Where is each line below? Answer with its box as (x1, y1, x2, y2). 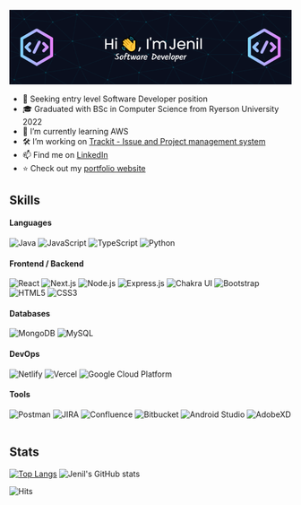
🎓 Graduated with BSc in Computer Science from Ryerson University (21, 104, 279, 115)
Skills (9, 192, 40, 207)
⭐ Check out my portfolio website (21, 163, 146, 174)
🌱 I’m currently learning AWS (21, 126, 129, 137)
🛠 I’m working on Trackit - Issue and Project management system (21, 136, 266, 147)
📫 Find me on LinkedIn (21, 150, 108, 161)
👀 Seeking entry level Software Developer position (21, 93, 208, 104)
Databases (9, 308, 51, 318)
